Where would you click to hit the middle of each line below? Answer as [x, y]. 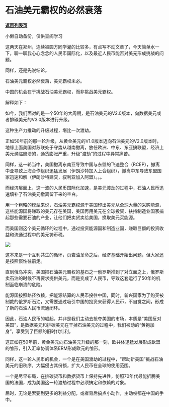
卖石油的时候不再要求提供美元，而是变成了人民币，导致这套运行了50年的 [81, 278]
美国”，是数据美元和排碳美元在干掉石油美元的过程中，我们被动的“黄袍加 [80, 325]
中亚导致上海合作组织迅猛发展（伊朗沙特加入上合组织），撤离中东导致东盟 [81, 170]
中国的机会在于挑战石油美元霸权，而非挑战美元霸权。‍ [60, 92]
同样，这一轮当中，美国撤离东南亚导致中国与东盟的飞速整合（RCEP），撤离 [82, 164]
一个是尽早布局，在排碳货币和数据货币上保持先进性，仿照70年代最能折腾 [80, 376]
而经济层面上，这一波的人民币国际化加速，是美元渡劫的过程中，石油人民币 [82, 188]
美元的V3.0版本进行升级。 [45, 119]
